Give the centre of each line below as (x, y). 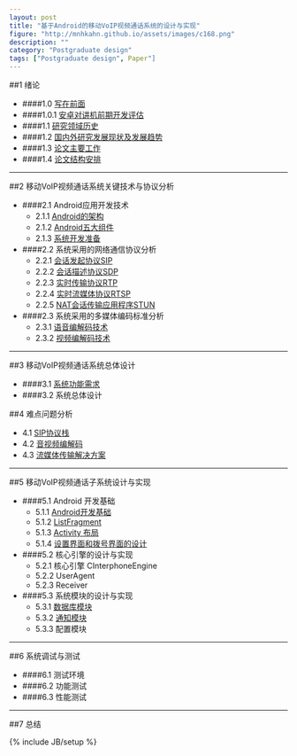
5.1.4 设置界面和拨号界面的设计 (91, 543)
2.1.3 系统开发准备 (68, 238)
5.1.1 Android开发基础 (73, 512)
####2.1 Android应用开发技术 (76, 205)
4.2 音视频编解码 (52, 444)
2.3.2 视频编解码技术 (72, 338)
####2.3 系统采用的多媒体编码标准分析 (93, 316)
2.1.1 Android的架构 (69, 216)
